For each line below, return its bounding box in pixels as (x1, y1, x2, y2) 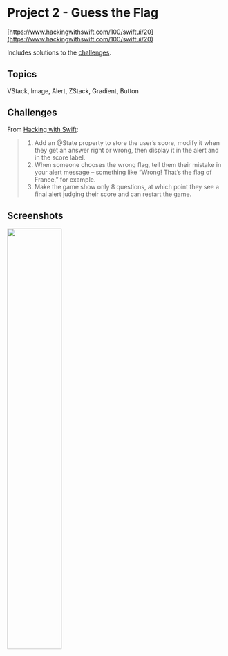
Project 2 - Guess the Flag (7, 5, 159, 21)
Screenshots (7, 209, 64, 222)
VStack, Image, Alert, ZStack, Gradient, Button (7, 86, 140, 95)
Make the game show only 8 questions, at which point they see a (34, 182, 220, 191)
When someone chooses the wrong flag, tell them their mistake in (34, 160, 222, 168)
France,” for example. (34, 175, 96, 184)
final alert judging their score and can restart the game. (34, 190, 192, 198)
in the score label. (34, 153, 86, 162)
